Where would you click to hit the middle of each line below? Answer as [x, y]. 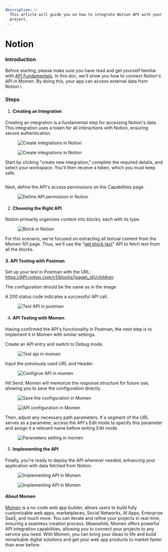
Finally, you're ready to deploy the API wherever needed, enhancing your [80, 460]
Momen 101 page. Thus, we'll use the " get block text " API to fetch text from [82, 244]
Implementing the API [35, 449]
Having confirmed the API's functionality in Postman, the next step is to [79, 329]
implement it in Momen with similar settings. [50, 334]
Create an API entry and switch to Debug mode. [54, 344]
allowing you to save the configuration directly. [53, 388]
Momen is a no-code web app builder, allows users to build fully [71, 507]
